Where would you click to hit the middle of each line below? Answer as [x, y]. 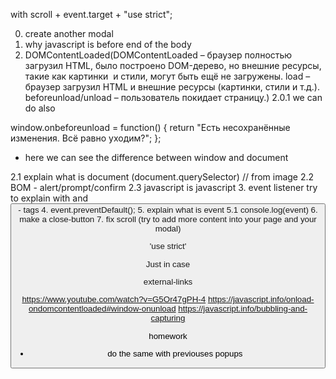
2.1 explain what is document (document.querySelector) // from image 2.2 [162, 177]
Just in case [168, 264]
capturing [168, 318]
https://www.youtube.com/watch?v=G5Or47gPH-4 [114, 299]
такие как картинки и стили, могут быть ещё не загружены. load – [167, 76]
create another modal [69, 33]
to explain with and [49, 198]
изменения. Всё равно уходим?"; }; [86, 138]
